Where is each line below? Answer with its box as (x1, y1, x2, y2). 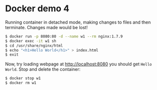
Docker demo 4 (5, 3, 69, 14)
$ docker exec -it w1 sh (5, 38, 56, 43)
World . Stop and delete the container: (5, 66, 81, 72)
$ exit (5, 52, 19, 57)
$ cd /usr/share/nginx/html (5, 43, 63, 48)
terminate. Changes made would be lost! (5, 24, 88, 30)
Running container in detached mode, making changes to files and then (5, 19, 151, 25)
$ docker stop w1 (5, 76, 41, 81)
